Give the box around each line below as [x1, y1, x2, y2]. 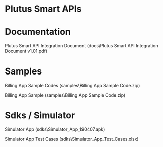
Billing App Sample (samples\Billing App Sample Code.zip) [5, 92, 126, 98]
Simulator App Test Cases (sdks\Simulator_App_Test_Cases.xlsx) [5, 136, 139, 142]
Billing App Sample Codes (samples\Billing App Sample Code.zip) [5, 83, 140, 89]
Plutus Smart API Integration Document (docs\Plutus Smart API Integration [5, 43, 159, 49]
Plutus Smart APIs [5, 3, 82, 15]
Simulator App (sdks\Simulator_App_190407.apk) [5, 126, 105, 132]
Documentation [5, 26, 71, 38]
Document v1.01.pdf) [5, 48, 48, 54]
